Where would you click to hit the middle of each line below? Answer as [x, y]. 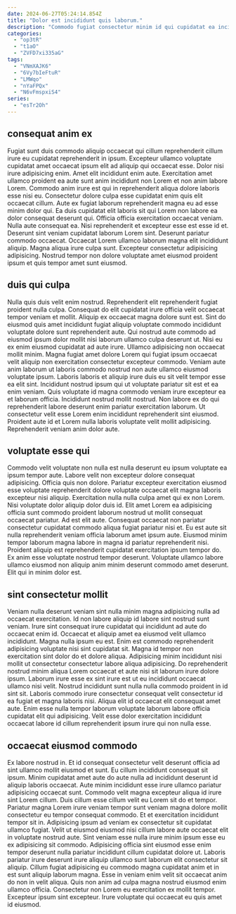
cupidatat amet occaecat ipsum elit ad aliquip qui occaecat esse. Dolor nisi [116, 165]
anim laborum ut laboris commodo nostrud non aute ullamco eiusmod [108, 369]
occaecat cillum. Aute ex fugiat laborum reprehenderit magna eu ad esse [113, 203]
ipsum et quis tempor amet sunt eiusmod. [67, 263]
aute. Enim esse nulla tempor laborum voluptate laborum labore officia [109, 709]
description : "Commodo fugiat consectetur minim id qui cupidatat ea [111, 27]
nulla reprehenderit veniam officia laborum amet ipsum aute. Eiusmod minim [117, 535]
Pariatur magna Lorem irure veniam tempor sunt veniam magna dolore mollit [117, 807]
